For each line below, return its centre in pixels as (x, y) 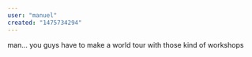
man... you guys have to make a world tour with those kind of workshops (126, 45)
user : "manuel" (32, 15)
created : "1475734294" (45, 23)
